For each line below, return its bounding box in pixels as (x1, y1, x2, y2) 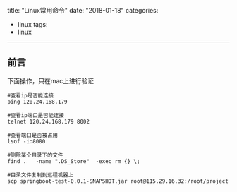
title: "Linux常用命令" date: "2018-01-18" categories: (7, 6, 159, 14)
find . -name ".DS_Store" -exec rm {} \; (7, 157, 140, 164)
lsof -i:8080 (7, 138, 46, 145)
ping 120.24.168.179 (7, 98, 68, 105)
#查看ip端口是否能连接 (7, 112, 65, 119)
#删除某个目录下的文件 (7, 151, 63, 159)
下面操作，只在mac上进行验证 (7, 76, 95, 85)
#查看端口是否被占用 (7, 131, 59, 139)
